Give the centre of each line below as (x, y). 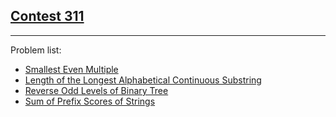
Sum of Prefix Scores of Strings (90, 101)
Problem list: (36, 50)
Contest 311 (47, 16)
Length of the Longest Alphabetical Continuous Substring (143, 80)
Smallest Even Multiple (71, 69)
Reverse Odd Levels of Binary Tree (96, 90)
